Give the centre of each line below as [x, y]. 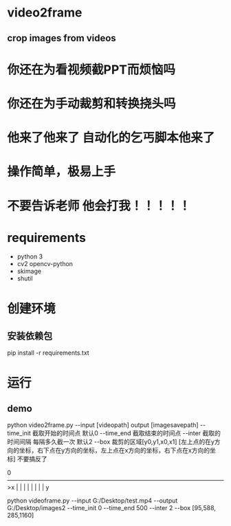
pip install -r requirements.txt [48, 353]
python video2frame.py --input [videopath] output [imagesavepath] [103, 425]
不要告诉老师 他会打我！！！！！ [99, 206]
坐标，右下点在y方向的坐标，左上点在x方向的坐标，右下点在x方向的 [114, 450]
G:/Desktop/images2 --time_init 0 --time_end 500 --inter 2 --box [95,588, [112, 508]
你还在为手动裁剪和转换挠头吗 [92, 103]
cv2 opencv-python [45, 264]
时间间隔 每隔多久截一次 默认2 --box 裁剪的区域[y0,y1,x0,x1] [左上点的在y [111, 442]
